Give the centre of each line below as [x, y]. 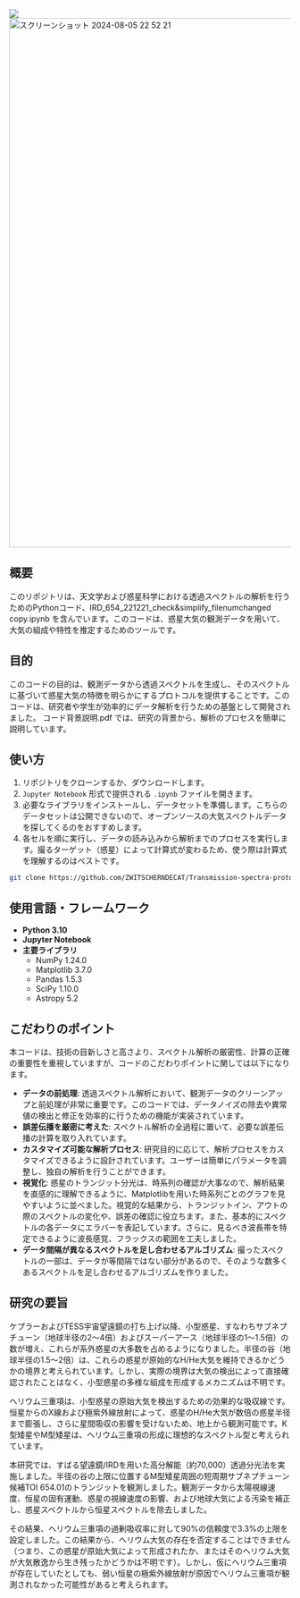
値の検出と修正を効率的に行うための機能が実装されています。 [135, 1115]
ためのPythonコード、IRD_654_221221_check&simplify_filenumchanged [140, 607]
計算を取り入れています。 [84, 1137]
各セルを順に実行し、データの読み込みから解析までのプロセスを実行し [151, 839]
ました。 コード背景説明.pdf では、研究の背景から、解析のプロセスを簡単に [148, 717]
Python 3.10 [45, 930]
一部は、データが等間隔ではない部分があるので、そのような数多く [167, 1261]
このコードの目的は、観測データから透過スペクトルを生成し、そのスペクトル [150, 684]
